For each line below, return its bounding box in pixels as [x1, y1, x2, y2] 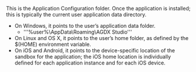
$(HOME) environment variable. [14, 41, 91, 48]
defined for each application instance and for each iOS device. [14, 59, 166, 66]
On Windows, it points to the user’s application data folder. [14, 23, 156, 29]
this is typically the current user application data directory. [6, 11, 147, 18]
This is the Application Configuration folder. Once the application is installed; [6, 5, 191, 12]
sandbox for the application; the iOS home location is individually [14, 53, 171, 60]
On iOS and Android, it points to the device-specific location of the [14, 47, 176, 54]
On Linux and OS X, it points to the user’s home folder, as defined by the [14, 35, 189, 41]
